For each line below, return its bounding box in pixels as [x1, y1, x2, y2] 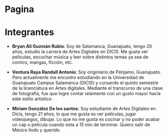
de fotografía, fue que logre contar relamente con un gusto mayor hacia [12, 91, 161, 97]
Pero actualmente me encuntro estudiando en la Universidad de [12, 75, 144, 81]
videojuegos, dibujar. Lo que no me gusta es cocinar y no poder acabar [12, 116, 160, 122]
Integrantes [5, 27, 54, 38]
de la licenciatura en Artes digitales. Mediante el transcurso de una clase [12, 85, 163, 91]
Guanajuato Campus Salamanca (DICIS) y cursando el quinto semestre [12, 80, 159, 86]
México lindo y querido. [12, 127, 61, 133]
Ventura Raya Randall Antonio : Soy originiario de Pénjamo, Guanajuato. [12, 69, 161, 75]
